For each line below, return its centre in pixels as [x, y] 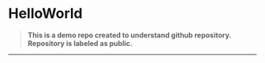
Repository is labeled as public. [80, 43]
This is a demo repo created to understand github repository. [129, 35]
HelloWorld [45, 14]
